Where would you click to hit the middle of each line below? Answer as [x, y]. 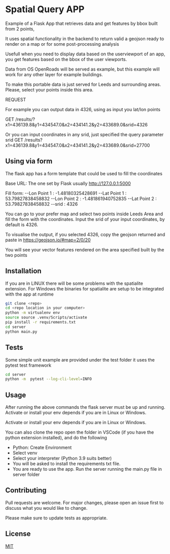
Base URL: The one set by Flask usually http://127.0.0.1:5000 [68, 183]
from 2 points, [20, 28]
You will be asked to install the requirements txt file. [66, 464]
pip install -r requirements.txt [41, 322]
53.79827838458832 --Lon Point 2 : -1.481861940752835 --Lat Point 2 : [81, 199]
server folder [26, 475]
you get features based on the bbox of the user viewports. [66, 59]
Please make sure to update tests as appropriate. [57, 518]
